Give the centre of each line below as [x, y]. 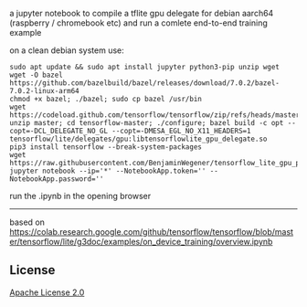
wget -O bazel [37, 75]
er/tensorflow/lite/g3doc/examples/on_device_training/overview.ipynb [141, 242]
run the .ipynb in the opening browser [80, 196]
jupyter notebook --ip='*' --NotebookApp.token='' [108, 171]
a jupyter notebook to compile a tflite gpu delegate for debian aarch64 [142, 13]
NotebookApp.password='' [57, 179]
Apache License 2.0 [47, 292]
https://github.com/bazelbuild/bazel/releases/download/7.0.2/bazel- [145, 83]
